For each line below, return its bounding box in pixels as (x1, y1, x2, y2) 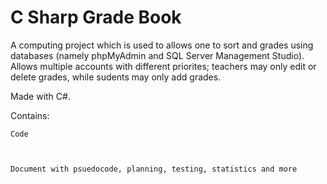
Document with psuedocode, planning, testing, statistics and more (10, 164, 298, 174)
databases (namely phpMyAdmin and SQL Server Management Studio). (10, 49, 305, 61)
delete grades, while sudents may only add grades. (10, 71, 222, 83)
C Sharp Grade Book (10, 6, 182, 29)
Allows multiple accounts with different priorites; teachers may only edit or (10, 60, 317, 72)
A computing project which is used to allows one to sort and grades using (10, 39, 314, 51)
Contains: (10, 109, 50, 121)
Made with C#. (10, 90, 71, 102)
